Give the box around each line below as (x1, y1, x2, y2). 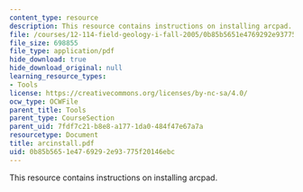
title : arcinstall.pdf (9, 139, 95, 148)
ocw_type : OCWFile (9, 96, 78, 106)
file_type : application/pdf (9, 47, 115, 56)
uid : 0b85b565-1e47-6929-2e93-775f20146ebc (9, 147, 176, 156)
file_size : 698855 (9, 38, 78, 48)
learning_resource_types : (9, 72, 106, 81)
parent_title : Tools (9, 105, 87, 114)
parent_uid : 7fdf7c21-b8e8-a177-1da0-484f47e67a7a (9, 123, 204, 132)
